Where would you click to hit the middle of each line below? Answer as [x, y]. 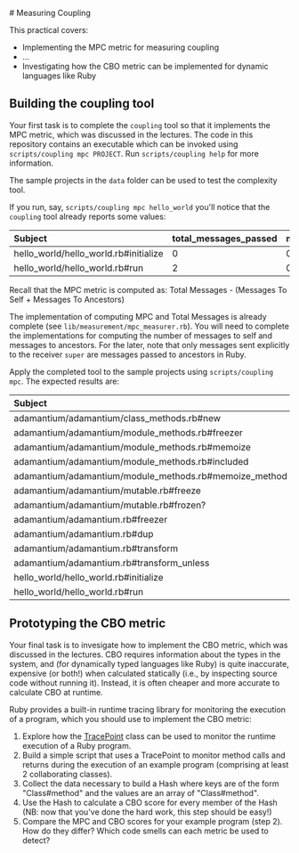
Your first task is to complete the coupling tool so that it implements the [140, 125]
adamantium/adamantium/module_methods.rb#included [131, 461]
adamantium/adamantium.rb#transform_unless [112, 563]
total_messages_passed [225, 238]
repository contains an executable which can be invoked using [124, 144]
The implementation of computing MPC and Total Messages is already [138, 316]
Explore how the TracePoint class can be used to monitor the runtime [149, 736]
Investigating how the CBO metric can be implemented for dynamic [145, 66]
